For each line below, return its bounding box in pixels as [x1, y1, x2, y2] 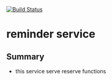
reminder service [6, 27, 96, 41]
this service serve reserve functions [15, 68, 106, 75]
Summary [6, 51, 45, 62]
